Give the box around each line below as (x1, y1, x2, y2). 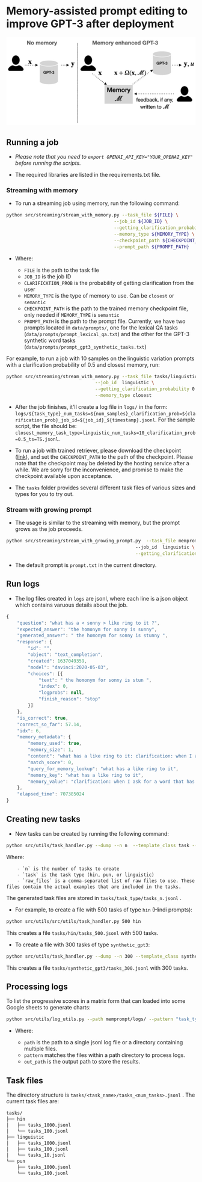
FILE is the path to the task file (23, 266, 99, 274)
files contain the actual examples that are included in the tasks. (6, 884, 182, 890)
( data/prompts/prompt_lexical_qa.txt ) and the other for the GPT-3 (23, 330, 190, 337)
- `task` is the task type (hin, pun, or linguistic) (17, 872, 155, 878)
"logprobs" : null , (38, 690, 85, 696)
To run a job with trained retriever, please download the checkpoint (14, 447, 182, 455)
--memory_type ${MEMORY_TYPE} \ (114, 231, 195, 237)
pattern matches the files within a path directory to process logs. (23, 1052, 185, 1059)
